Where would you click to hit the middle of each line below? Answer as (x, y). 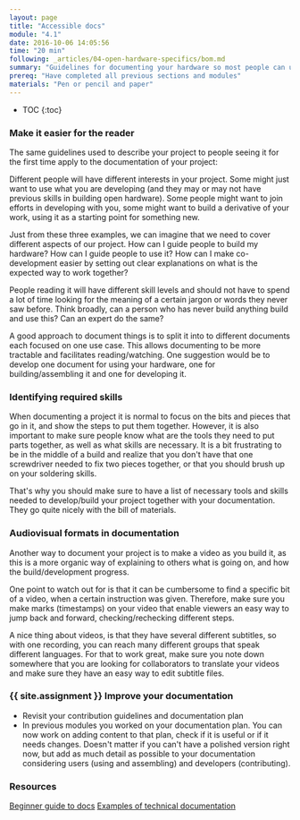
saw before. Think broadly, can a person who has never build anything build (149, 309)
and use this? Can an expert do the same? (87, 318)
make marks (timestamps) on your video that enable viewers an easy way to (150, 608)
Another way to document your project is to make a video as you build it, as (148, 552)
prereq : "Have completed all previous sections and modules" (125, 76)
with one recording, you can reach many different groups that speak (135, 645)
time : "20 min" (37, 51)
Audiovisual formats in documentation (95, 534)
